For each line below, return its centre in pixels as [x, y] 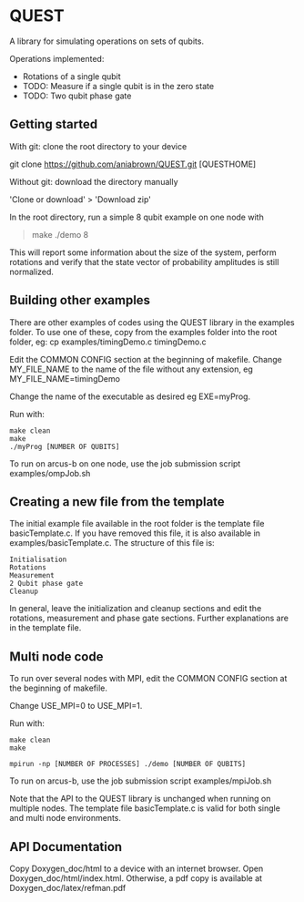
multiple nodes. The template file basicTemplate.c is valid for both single [145, 808]
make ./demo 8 [60, 234]
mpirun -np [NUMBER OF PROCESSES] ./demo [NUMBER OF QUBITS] [128, 764]
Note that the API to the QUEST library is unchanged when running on [140, 799]
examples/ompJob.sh [50, 473]
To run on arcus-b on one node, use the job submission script [125, 463]
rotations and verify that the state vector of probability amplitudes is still [144, 261]
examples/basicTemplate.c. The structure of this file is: [112, 543]
